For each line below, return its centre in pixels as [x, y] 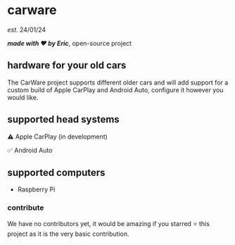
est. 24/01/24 [27, 30]
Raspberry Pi [36, 189]
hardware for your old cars [67, 65]
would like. [23, 97]
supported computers [56, 172]
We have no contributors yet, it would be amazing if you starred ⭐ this [108, 223]
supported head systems [63, 119]
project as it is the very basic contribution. [68, 234]
